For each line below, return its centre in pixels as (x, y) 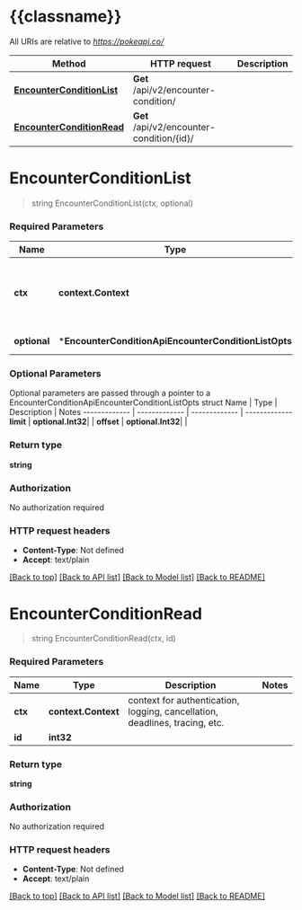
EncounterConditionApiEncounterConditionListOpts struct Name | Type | (143, 402)
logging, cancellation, (173, 711)
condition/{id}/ (163, 138)
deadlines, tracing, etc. (176, 722)
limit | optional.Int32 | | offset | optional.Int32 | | (98, 422)
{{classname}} (66, 17)
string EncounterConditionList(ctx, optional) (112, 203)
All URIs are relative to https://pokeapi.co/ (87, 41)
